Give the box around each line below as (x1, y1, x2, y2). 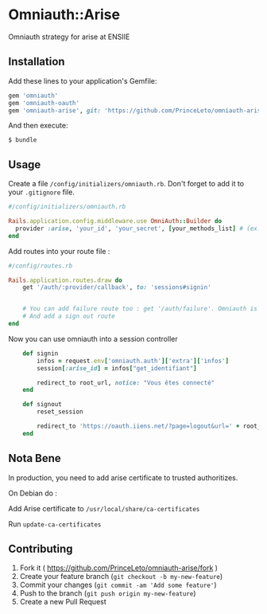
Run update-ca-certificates (8, 519, 102, 529)
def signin (22, 349, 59, 358)
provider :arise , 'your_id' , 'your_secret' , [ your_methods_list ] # (15, 225, 244, 233)
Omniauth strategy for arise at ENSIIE (8, 32, 130, 41)
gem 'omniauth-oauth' (8, 99, 80, 107)
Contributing (8, 542, 73, 556)
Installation (8, 55, 65, 68)
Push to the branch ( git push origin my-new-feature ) (19, 589, 196, 598)
